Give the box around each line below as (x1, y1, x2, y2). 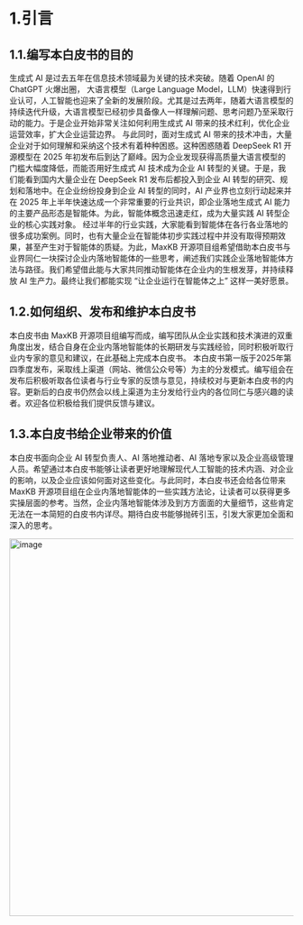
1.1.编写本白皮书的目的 (9, 47, 133, 62)
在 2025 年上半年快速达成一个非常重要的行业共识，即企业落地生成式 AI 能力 (9, 197, 290, 207)
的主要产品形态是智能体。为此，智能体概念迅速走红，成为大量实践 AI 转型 (9, 208, 282, 218)
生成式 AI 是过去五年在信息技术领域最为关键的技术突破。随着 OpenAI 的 (9, 73, 275, 83)
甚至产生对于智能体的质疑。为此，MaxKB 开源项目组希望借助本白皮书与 (24, 242, 291, 252)
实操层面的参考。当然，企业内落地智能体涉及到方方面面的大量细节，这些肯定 (9, 497, 294, 508)
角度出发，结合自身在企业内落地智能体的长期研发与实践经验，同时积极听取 (9, 341, 286, 352)
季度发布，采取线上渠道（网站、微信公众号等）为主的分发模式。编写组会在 (16, 363, 294, 374)
